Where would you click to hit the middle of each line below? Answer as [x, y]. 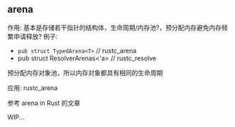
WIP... [16, 117]
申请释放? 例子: [35, 36]
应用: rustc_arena [33, 88]
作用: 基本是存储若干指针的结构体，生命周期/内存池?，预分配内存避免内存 [115, 27]
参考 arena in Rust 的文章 [44, 103]
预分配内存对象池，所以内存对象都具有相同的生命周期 [85, 72]
